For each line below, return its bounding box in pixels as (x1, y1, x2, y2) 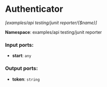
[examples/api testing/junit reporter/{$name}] (5, 20, 97, 26)
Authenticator (5, 3, 64, 15)
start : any (12, 53, 32, 58)
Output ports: (5, 65, 38, 72)
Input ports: (5, 41, 34, 48)
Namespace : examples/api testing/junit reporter (5, 29, 102, 35)
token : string (12, 76, 40, 82)
